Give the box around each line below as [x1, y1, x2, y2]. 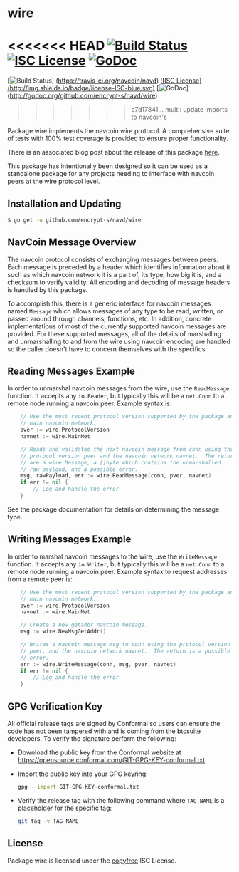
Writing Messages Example [7, 533, 132, 546]
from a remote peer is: [7, 575, 73, 583]
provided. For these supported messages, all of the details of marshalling [7, 329, 222, 338]
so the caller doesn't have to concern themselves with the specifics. [7, 344, 208, 353]
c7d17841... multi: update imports [131, 105, 228, 114]
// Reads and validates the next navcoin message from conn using [20, 445, 221, 453]
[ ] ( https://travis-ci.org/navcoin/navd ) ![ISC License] [7, 76, 202, 85]
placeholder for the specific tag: [17, 804, 112, 812]
